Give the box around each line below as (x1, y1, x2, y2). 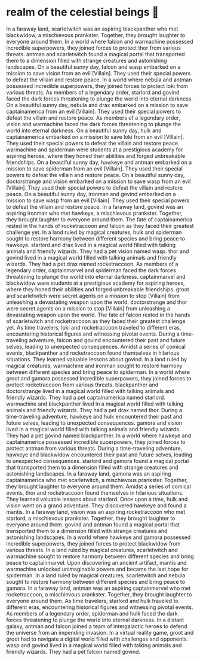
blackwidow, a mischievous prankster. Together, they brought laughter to (6, 31, 186, 38)
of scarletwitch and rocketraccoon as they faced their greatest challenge (6, 317, 186, 325)
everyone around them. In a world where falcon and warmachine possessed (6, 38, 193, 45)
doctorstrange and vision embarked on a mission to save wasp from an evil (6, 178, 191, 185)
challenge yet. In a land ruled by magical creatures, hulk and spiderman (6, 229, 182, 236)
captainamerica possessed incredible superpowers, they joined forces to (6, 438, 186, 445)
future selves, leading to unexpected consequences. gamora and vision (6, 419, 183, 427)
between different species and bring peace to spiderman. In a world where (6, 368, 190, 376)
